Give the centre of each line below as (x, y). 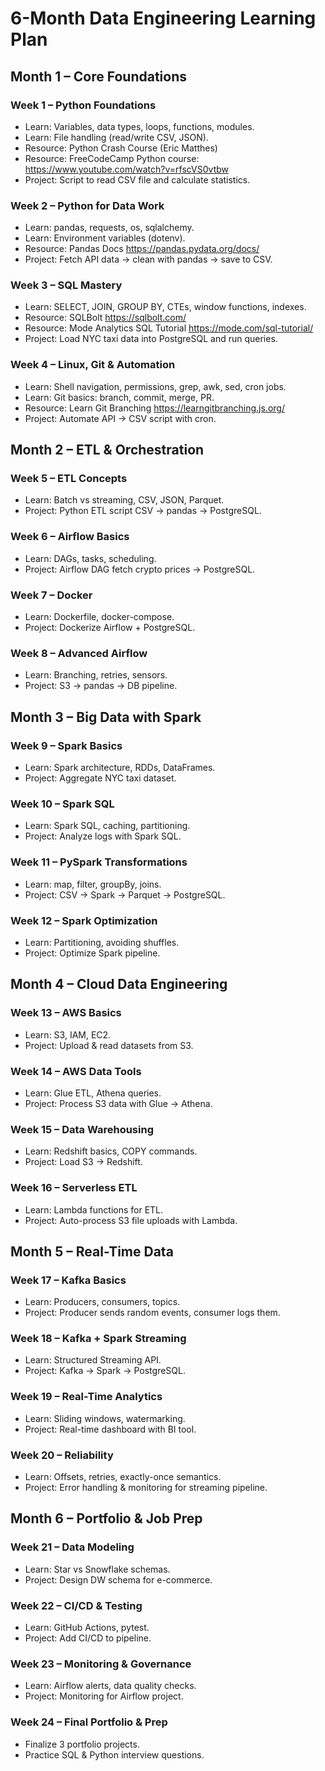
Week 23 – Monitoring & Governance (101, 1664)
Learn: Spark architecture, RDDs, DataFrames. (120, 768)
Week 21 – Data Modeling (72, 1547)
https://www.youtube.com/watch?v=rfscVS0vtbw (126, 169)
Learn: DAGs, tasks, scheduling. (90, 558)
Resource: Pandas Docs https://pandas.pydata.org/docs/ (142, 249)
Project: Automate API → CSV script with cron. (120, 418)
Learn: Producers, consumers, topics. (102, 1302)
